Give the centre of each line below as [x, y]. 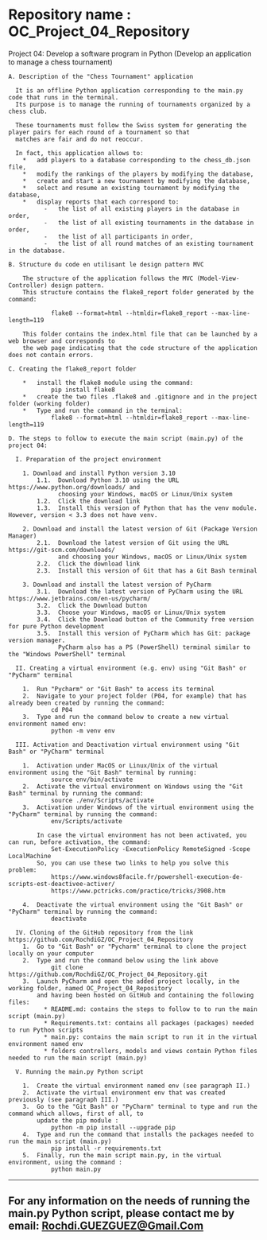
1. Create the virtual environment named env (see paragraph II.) [136, 1086]
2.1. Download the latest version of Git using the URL [133, 542]
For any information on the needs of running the [129, 1201]
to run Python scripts [46, 1030]
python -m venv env [83, 731]
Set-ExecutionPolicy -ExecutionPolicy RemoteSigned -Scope [150, 849]
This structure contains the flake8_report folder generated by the [138, 292]
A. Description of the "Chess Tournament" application [101, 76]
